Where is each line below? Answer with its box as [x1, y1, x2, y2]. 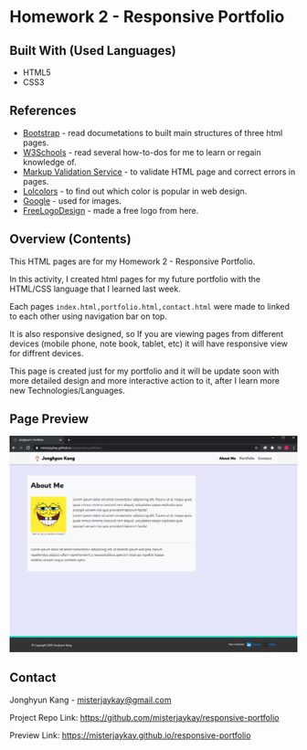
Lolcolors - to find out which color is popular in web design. [22, 185, 248, 196]
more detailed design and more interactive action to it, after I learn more [9, 375, 281, 386]
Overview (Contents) [9, 231, 132, 248]
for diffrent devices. [9, 347, 84, 358]
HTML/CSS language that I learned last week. [9, 283, 181, 294]
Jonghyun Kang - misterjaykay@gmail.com [9, 694, 172, 705]
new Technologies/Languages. [9, 385, 125, 396]
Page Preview [9, 411, 90, 427]
